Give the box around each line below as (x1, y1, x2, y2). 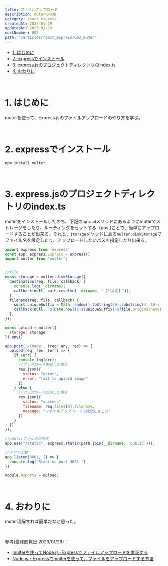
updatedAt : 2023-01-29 (5, 26, 52, 31)
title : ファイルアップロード (5, 7, 58, 12)
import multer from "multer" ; (5, 256, 68, 261)
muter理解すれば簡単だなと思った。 (5, 518, 79, 525)
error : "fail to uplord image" (23, 376, 88, 381)
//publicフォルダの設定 (5, 436, 49, 441)
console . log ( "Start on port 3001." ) (9, 459, 86, 464)
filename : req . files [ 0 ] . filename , (23, 404, 95, 409)
